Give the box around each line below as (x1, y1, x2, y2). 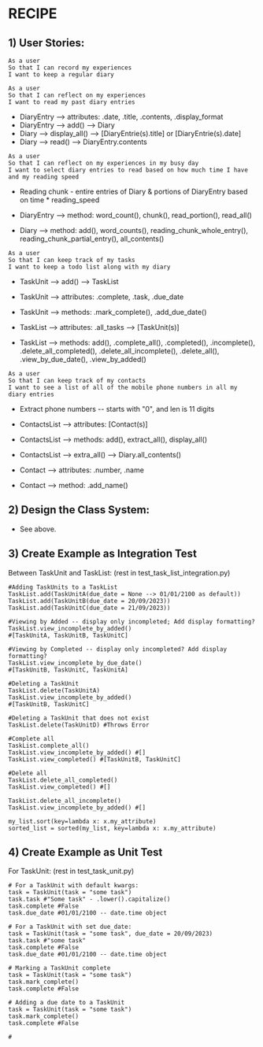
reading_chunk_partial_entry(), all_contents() (19, 234, 165, 243)
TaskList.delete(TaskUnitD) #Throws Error (8, 721, 150, 729)
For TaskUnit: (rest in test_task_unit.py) (8, 867, 135, 876)
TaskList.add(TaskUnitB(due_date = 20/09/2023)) (8, 597, 171, 605)
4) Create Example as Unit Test (8, 845, 163, 859)
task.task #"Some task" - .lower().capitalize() (8, 895, 171, 904)
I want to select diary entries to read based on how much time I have (8, 166, 248, 174)
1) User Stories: (8, 36, 85, 50)
